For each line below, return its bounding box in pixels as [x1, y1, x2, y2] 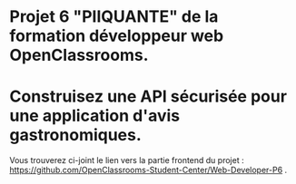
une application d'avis [9, 106, 180, 126]
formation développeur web [9, 25, 224, 46]
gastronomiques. [9, 125, 143, 146]
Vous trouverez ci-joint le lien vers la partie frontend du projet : [9, 155, 244, 166]
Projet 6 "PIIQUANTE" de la [9, 6, 219, 27]
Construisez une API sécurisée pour [9, 86, 288, 107]
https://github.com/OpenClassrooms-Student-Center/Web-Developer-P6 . [9, 165, 288, 176]
